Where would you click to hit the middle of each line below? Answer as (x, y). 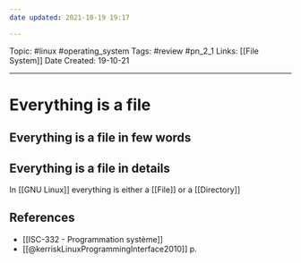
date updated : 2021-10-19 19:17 (69, 17)
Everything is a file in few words (100, 138)
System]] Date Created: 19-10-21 (69, 60)
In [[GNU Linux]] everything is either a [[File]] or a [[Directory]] (125, 190)
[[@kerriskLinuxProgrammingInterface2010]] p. (109, 249)
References (42, 218)
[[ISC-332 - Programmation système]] (93, 239)
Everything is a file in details (90, 168)
